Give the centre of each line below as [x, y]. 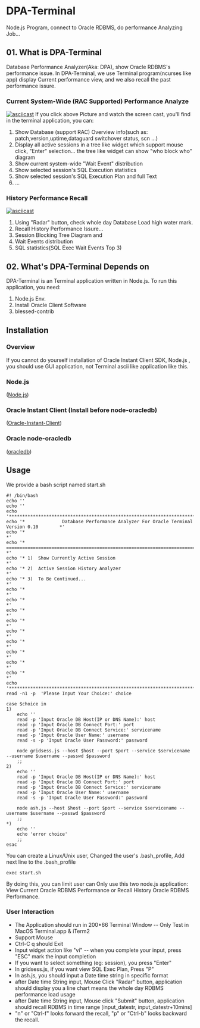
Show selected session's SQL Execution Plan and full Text [86, 176]
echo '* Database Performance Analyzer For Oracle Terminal [100, 521]
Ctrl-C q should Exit [39, 943]
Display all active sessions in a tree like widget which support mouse [99, 145]
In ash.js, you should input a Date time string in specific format [91, 975]
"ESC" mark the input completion [55, 956]
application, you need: [33, 288]
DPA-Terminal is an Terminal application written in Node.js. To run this [92, 281]
